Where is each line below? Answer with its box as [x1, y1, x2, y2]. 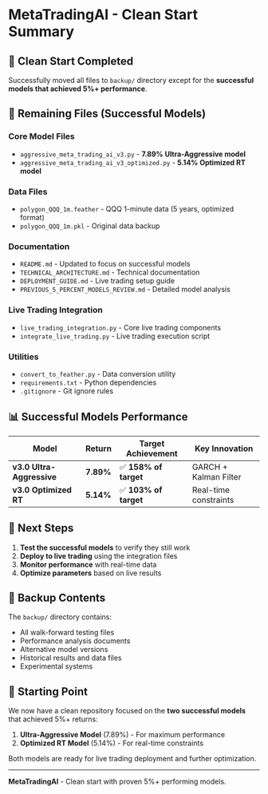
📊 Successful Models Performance [8, 410, 189, 424]
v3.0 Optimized [12, 484, 72, 496]
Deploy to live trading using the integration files [19, 551, 178, 560]
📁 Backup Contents [8, 591, 106, 604]
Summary [8, 22, 74, 41]
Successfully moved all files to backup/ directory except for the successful [8, 76, 254, 85]
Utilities [8, 351, 39, 362]
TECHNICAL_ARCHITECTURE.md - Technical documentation [19, 267, 200, 277]
